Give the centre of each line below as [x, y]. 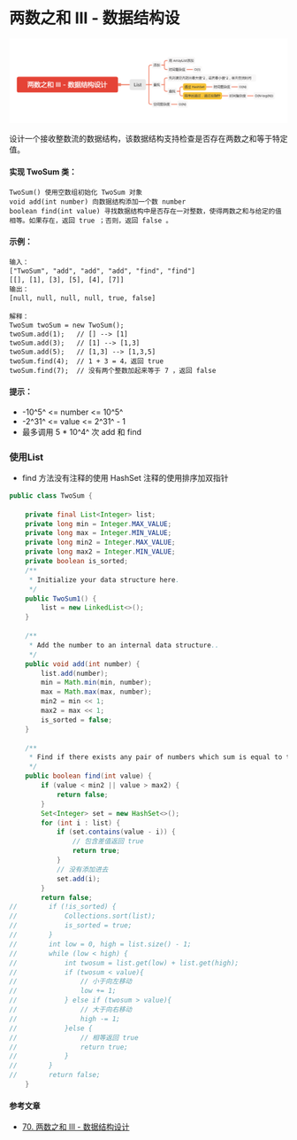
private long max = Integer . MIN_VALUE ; [99, 533]
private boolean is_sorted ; [76, 562]
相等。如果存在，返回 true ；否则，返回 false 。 [91, 221]
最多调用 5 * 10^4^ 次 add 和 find [81, 431]
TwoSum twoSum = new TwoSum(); [67, 326]
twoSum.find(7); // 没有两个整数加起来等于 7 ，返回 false [113, 371]
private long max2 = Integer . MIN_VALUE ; [100, 552]
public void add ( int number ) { [83, 664]
